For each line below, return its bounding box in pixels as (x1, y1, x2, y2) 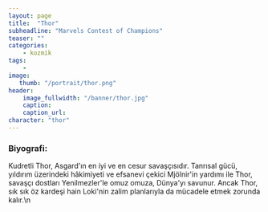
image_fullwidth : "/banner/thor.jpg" (22, 94, 149, 102)
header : (8, 86, 35, 95)
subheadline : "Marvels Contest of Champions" (8, 26, 163, 35)
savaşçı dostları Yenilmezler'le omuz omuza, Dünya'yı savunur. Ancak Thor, (8, 178, 258, 188)
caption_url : (22, 109, 67, 117)
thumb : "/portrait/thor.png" (18, 79, 116, 87)
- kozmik (22, 49, 52, 57)
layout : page (8, 11, 52, 20)
